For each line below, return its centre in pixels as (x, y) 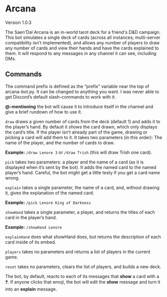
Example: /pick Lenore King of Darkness (48, 202)
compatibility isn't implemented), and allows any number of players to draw (83, 42)
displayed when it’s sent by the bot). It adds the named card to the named (81, 167)
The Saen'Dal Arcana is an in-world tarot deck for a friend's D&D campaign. (83, 32)
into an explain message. (31, 289)
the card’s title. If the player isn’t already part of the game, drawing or (76, 132)
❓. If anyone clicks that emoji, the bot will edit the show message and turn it (83, 282)
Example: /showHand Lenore (34, 227)
